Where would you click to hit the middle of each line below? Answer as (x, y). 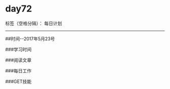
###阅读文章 (18, 60)
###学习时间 (18, 49)
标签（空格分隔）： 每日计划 (34, 23)
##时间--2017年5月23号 (30, 39)
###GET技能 (18, 81)
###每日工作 (18, 70)
